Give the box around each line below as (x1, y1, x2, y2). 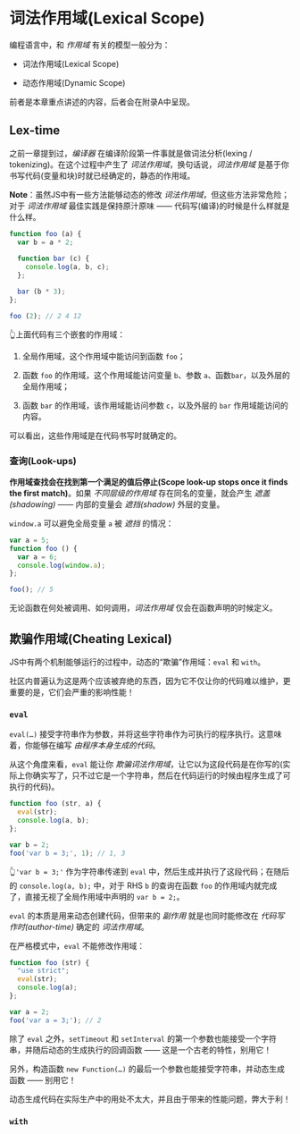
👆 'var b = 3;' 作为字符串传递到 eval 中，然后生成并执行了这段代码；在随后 (9, 866, 290, 876)
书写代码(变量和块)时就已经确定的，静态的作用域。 (9, 170, 196, 181)
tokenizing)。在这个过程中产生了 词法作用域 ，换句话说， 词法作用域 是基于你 (9, 158, 289, 170)
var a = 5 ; (9, 536, 50, 545)
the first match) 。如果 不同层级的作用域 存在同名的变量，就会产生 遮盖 (9, 487, 271, 498)
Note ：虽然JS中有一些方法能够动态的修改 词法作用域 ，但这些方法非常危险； (9, 189, 290, 199)
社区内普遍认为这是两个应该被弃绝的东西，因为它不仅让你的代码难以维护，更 (9, 675, 291, 686)
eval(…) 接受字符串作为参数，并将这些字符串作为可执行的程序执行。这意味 (9, 729, 283, 740)
